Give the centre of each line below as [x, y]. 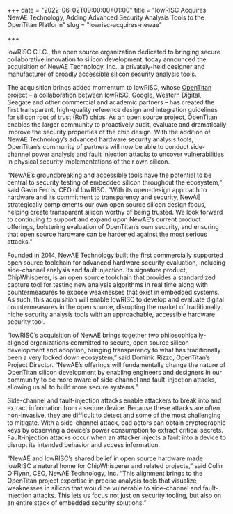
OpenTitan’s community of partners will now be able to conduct [98, 147]
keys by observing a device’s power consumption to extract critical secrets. [115, 430]
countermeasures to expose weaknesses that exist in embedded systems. [113, 292]
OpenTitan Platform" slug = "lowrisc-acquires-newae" [85, 25]
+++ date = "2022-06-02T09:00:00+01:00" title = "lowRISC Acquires [107, 10]
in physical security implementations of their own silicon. [89, 162]
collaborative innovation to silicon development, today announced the [107, 59]
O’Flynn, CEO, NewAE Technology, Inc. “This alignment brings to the [105, 473]
